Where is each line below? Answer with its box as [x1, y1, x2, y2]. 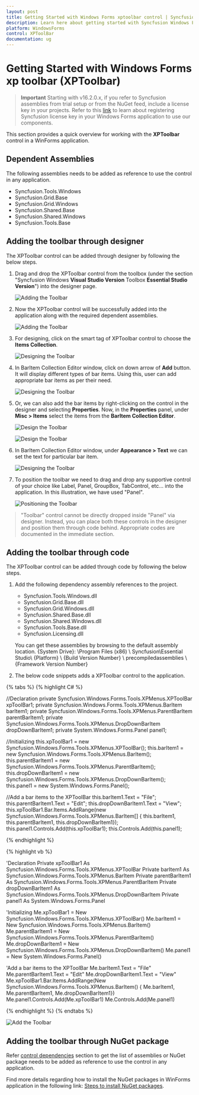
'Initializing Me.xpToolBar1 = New [6, 909, 87, 916]
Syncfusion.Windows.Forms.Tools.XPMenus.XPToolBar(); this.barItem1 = [6, 745, 184, 752]
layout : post [6, 8, 38, 15]
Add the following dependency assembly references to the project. [14, 581, 178, 588]
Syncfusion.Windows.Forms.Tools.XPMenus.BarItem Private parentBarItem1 [6, 872, 191, 879]
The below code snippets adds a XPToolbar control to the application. [14, 672, 185, 679]
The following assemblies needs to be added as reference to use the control [6, 170, 192, 177]
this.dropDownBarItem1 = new [6, 770, 80, 777]
